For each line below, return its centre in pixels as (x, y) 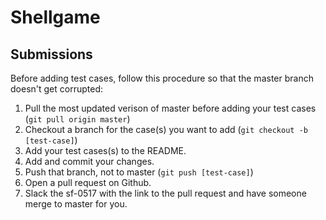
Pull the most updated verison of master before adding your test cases (170, 108)
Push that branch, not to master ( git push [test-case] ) (139, 172)
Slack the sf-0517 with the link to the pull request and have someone (165, 193)
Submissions (51, 54)
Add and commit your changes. (89, 161)
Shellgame (55, 17)
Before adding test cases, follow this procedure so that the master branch (162, 78)
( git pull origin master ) (77, 119)
